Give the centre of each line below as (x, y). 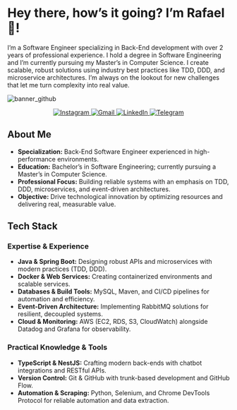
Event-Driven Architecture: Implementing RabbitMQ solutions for (113, 307)
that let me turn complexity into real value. (68, 85)
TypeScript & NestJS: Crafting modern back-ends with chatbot (110, 363)
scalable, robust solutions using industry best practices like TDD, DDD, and (116, 70)
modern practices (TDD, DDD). (62, 269)
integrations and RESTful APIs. (62, 370)
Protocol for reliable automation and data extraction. (93, 400)
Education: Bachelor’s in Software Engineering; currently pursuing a (117, 167)
